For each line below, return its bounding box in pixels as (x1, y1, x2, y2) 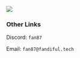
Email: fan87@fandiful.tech (6, 45, 74, 53)
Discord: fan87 (6, 33, 42, 41)
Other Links (6, 20, 41, 28)
